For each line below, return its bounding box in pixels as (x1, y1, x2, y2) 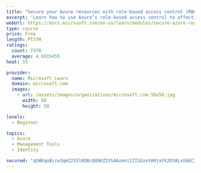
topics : (6, 130, 26, 136)
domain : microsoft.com (11, 81, 68, 87)
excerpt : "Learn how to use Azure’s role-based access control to (6, 14, 175, 20)
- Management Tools (11, 141, 60, 147)
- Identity (11, 147, 39, 153)
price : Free (6, 31, 36, 37)
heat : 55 (6, 59, 28, 65)
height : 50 (22, 103, 50, 109)
